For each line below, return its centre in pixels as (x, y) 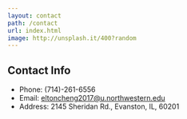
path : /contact (33, 23)
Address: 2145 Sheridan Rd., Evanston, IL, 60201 (99, 107)
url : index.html (34, 30)
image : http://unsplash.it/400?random (72, 38)
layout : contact (34, 16)
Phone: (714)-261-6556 (57, 89)
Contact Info (39, 70)
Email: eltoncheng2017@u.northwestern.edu (92, 98)
